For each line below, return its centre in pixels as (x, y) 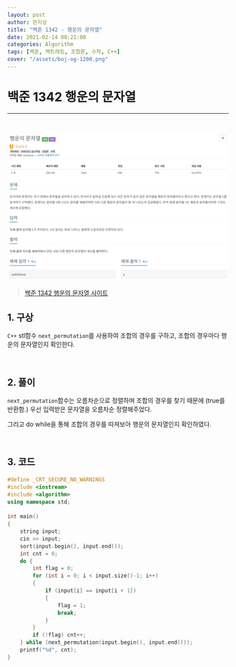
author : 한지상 (27, 22)
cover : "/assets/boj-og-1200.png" (58, 60)
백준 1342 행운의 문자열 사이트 (66, 293)
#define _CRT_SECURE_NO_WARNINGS (56, 480)
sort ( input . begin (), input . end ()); (72, 546)
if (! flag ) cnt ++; (59, 635)
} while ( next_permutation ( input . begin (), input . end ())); (106, 642)
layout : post (26, 15)
